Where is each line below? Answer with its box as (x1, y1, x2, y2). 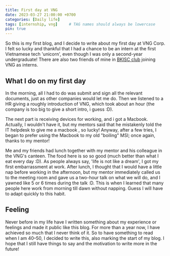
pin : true (5, 26, 26, 31)
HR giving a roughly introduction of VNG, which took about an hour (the (5, 101, 155, 107)
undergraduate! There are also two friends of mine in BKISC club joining (5, 56, 156, 62)
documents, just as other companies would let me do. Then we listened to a (5, 95, 164, 102)
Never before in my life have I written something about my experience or (5, 219, 157, 225)
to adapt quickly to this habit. (5, 190, 66, 197)
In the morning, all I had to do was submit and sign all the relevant (5, 90, 143, 96)
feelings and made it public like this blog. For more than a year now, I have (5, 224, 160, 230)
